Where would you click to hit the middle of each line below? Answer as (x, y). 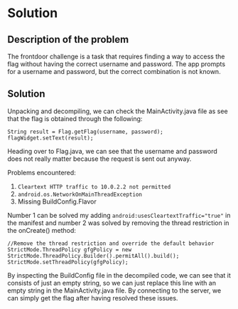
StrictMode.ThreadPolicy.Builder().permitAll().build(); (93, 256)
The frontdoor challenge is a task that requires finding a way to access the (116, 56)
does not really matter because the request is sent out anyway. (99, 159)
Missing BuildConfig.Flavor (57, 201)
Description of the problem (68, 40)
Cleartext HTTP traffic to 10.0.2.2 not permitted (94, 187)
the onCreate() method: (42, 230)
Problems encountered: (42, 172)
